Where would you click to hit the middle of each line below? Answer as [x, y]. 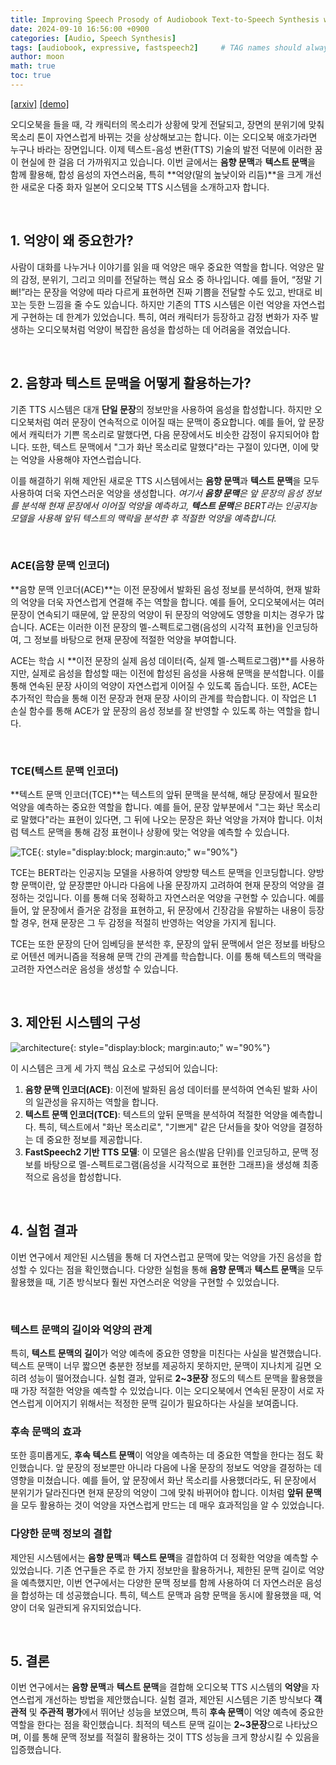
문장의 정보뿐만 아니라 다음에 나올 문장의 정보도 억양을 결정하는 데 [194, 1468]
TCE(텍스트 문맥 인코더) [64, 771]
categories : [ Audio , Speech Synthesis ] [93, 38]
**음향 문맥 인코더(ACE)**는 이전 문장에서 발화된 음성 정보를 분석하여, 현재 [156, 589]
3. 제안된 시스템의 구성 [76, 1022]
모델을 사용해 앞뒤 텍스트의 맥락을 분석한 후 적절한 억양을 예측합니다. [143, 518]
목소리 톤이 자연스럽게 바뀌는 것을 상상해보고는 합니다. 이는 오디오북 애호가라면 [164, 137]
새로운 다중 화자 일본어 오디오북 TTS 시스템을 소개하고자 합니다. [145, 187]
